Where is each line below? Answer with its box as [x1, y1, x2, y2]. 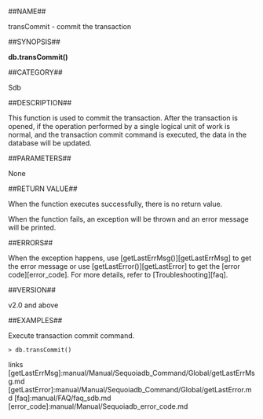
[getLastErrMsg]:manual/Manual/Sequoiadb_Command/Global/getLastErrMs [8, 369, 255, 377]
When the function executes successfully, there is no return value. [8, 200, 223, 208]
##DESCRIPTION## [8, 98, 72, 107]
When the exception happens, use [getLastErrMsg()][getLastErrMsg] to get [8, 253, 252, 263]
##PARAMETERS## [8, 153, 72, 163]
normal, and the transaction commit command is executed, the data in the [8, 130, 247, 139]
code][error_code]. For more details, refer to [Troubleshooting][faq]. [8, 270, 228, 279]
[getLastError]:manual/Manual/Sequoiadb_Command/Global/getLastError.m [8, 385, 252, 394]
